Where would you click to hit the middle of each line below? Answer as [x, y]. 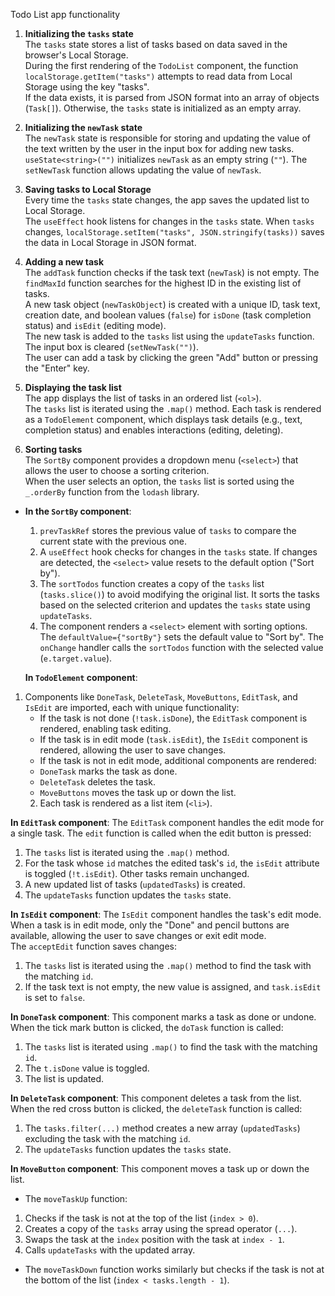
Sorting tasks [53, 449]
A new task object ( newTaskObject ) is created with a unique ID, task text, [172, 304]
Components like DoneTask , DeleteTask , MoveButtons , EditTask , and [161, 697]
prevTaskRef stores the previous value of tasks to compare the [168, 530]
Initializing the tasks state [79, 33]
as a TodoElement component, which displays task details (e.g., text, [163, 419]
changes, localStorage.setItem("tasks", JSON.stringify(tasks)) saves [174, 232]
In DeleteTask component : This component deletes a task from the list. [156, 1098]
